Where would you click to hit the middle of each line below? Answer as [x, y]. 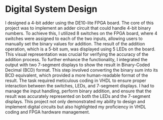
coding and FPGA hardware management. [48, 112]
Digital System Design [51, 9]
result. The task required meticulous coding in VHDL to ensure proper [76, 80]
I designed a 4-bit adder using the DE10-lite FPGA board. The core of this [80, 23]
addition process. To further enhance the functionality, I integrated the [76, 59]
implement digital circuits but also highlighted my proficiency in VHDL [76, 107]
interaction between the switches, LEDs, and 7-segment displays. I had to [80, 85]
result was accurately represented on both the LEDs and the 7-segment [78, 96]
